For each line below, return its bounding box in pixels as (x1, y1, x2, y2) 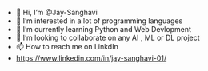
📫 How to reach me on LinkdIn (15, 42, 118, 51)
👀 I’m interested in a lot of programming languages (15, 16, 183, 26)
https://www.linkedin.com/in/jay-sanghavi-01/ (15, 53, 167, 63)
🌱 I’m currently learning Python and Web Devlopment (15, 25, 192, 34)
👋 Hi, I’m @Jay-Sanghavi (15, 8, 98, 17)
